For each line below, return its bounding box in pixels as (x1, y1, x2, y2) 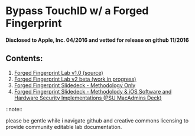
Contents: (5, 54, 43, 64)
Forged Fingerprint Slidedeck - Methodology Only (14, 81, 136, 89)
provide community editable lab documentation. (5, 123, 122, 130)
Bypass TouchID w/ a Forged (5, 4, 149, 18)
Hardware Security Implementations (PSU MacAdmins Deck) (14, 94, 162, 101)
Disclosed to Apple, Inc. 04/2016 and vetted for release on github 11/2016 (5, 37, 190, 44)
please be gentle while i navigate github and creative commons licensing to (5, 117, 189, 124)
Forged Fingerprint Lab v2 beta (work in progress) (14, 75, 136, 82)
